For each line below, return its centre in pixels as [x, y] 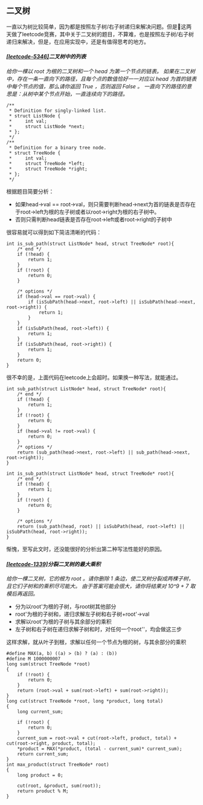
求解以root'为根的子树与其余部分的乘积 [63, 622]
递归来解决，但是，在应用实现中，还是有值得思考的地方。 [78, 42]
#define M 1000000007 [34, 659]
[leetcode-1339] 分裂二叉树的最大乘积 [53, 564]
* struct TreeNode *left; [47, 164]
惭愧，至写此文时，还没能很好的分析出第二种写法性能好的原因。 [85, 549]
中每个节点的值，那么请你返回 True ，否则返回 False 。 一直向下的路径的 [96, 86]
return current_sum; [43, 754]
